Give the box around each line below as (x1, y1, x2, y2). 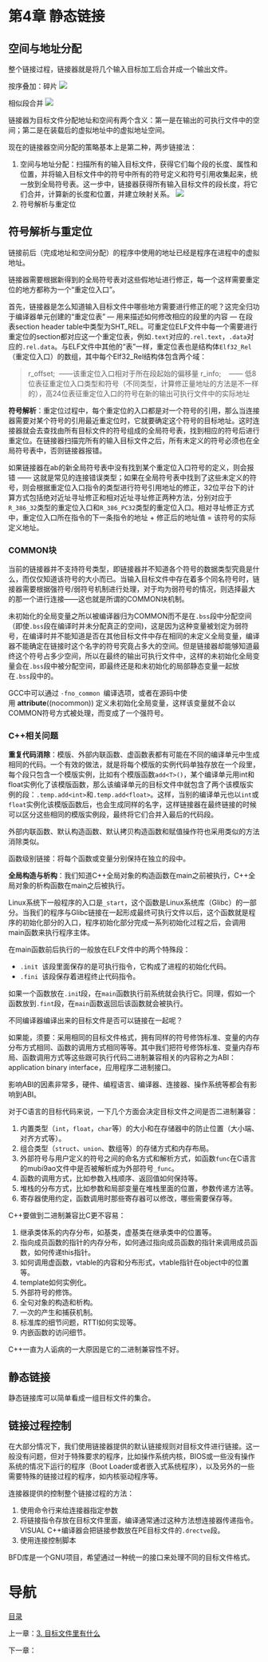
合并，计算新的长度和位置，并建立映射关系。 (26, 190, 174, 198)
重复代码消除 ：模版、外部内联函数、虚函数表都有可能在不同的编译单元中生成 (8, 749, 260, 760)
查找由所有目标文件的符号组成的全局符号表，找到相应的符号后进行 (42, 425, 260, 435)
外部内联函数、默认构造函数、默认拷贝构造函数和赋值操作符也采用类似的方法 (8, 827, 260, 837)
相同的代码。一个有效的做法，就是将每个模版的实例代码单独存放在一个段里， (8, 760, 260, 769)
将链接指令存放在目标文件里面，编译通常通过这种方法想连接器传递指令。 (19, 1516, 258, 1525)
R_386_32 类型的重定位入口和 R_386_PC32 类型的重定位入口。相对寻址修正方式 (8, 502, 254, 512)
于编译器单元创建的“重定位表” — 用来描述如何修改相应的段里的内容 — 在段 (8, 311, 254, 321)
